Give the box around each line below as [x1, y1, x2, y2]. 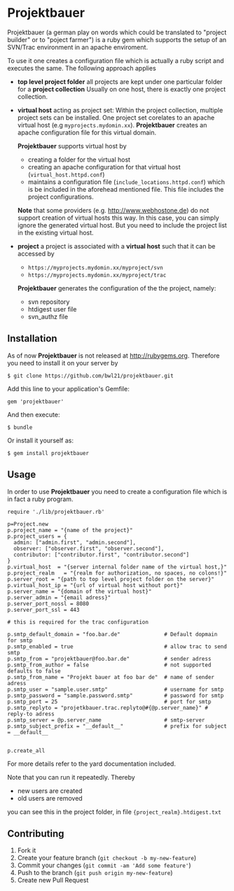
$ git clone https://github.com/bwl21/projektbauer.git [7, 372, 174, 379]
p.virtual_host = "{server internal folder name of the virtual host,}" [7, 563, 228, 570]
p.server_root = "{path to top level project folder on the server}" [7, 575, 215, 582]
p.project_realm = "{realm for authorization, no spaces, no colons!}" [7, 569, 228, 577]
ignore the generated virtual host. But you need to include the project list [17, 220, 228, 229]
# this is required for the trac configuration [7, 618, 149, 626]
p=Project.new [7, 520, 49, 528]
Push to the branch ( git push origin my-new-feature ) [17, 869, 173, 877]
